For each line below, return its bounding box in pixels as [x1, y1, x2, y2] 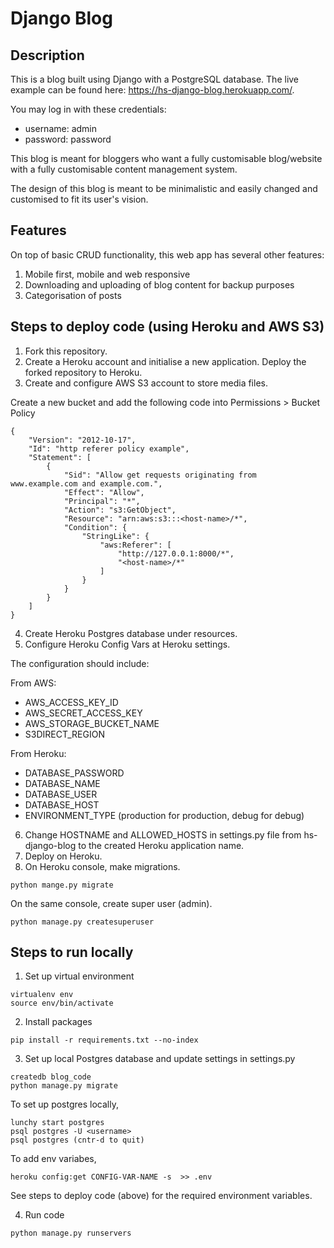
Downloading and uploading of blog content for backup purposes [24, 278, 295, 291]
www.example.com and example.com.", [10, 478, 163, 489]
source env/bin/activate [10, 998, 114, 1009]
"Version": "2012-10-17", [28, 435, 137, 445]
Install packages [24, 1016, 93, 1028]
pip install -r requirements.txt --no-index [10, 1035, 199, 1046]
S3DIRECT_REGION [24, 728, 105, 740]
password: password [24, 133, 112, 145]
